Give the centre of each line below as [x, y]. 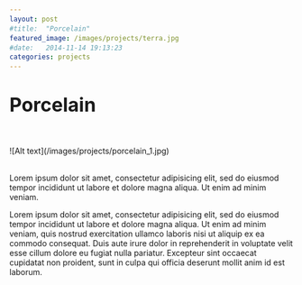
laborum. [26, 272]
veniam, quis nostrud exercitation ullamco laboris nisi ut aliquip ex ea [137, 234]
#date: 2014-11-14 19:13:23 [66, 48]
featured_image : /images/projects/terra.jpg [94, 38]
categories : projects [50, 57]
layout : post [34, 19]
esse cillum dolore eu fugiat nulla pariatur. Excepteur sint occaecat [133, 253]
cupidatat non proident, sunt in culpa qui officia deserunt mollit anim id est [147, 262]
